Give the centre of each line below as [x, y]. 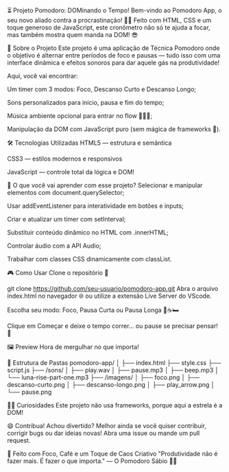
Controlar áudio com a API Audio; [54, 246]
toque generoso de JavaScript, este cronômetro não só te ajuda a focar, [109, 27]
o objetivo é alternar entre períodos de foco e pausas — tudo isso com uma [114, 55]
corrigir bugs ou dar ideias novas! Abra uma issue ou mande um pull [104, 433]
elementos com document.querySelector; [66, 192]
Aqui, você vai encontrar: [43, 76]
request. [19, 440]
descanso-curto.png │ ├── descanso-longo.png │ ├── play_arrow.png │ [111, 385]
